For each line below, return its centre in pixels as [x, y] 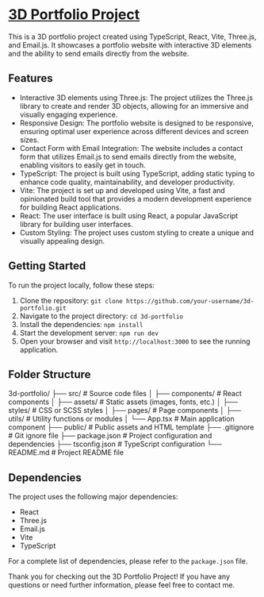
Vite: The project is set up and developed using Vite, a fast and [122, 190]
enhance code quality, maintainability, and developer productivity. [127, 182]
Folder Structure [50, 374]
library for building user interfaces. [76, 224]
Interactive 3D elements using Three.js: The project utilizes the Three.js [136, 98]
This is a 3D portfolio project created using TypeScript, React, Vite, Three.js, [132, 37]
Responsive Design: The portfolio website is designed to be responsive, [136, 123]
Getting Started [47, 266]
